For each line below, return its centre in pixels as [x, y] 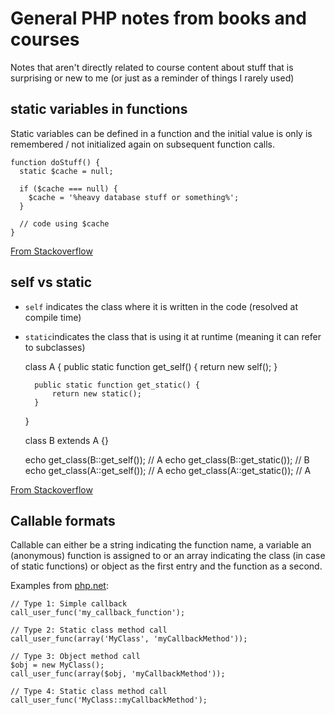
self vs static [51, 282]
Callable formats [63, 520]
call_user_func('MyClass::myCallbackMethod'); [109, 700]
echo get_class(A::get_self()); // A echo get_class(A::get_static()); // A [168, 470]
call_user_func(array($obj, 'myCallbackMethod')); [118, 674]
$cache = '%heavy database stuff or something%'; [134, 197]
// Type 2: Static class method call [89, 630]
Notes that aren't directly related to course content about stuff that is [152, 67]
